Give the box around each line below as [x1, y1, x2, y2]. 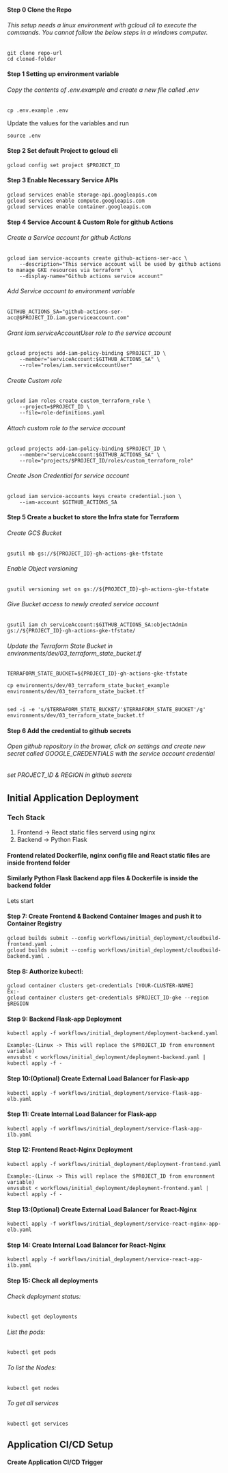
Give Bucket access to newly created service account [7, 600, 159, 608]
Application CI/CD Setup [7, 1439, 114, 1450]
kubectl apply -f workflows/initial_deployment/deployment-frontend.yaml [7, 1161, 222, 1167]
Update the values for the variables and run [7, 119, 130, 127]
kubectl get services [7, 1420, 69, 1427]
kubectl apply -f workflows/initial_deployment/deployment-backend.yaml [7, 1030, 218, 1037]
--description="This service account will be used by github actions [19, 260, 222, 267]
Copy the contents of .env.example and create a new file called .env [7, 86, 199, 94]
